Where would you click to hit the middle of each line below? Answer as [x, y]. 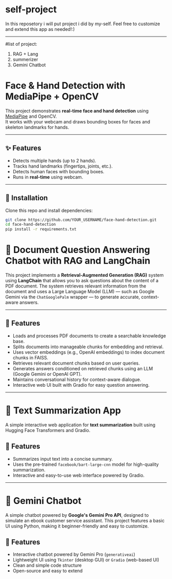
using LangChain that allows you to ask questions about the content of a [82, 281]
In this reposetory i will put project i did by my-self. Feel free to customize [83, 24]
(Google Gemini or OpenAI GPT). [47, 374]
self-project [31, 10]
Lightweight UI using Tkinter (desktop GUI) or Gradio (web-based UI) [86, 560]
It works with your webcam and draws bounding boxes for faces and [78, 121]
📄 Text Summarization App [63, 411]
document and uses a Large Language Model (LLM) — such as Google [80, 292]
